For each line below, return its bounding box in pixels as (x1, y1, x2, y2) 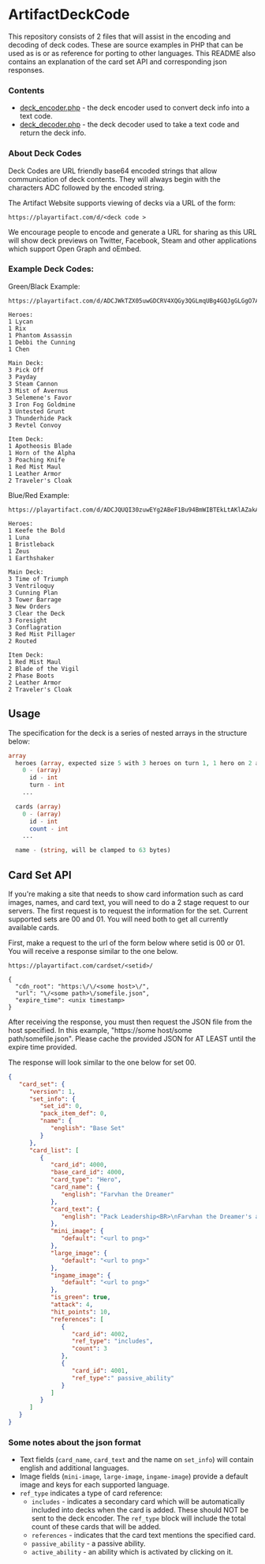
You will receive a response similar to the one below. (8, 946, 179, 955)
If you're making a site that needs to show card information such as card (8, 889, 244, 899)
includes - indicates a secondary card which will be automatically (31, 1497, 245, 1506)
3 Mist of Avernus (8, 386, 69, 394)
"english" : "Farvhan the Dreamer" (61, 1190, 175, 1198)
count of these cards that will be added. (31, 1522, 162, 1532)
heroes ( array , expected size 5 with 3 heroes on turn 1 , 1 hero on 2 (15, 759, 252, 767)
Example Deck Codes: (8, 263, 95, 274)
